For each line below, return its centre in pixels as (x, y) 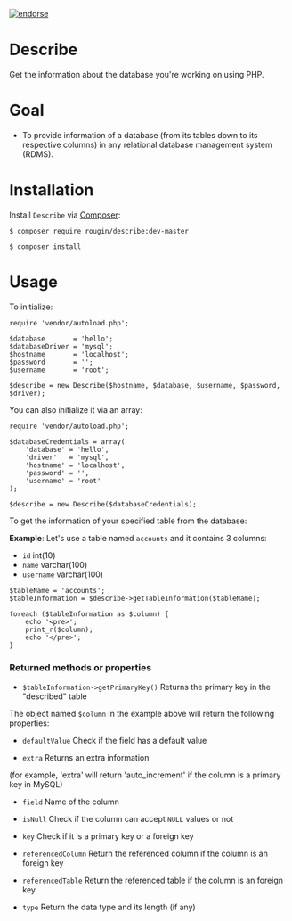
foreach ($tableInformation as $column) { (89, 614)
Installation (52, 190)
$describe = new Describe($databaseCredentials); (103, 504)
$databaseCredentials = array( (67, 441)
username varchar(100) (63, 574)
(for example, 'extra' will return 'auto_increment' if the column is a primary (145, 775)
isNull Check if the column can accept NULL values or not (128, 819)
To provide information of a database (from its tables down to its (140, 135)
